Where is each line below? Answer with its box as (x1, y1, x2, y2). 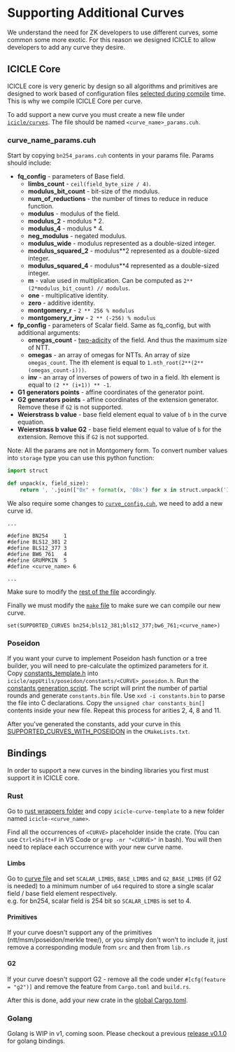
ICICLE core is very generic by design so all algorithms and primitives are (7, 82, 218, 90)
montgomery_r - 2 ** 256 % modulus (27, 306, 135, 314)
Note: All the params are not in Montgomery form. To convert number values (7, 446, 228, 455)
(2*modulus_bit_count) (27, 285, 94, 292)
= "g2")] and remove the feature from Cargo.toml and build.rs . (7, 982, 191, 990)
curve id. (7, 506, 33, 515)
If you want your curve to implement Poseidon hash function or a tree (7, 653, 208, 663)
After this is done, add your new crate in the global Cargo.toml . (7, 996, 189, 1004)
